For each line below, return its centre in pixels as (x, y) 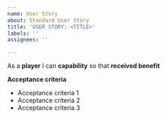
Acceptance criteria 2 (49, 100)
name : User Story (33, 14)
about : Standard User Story (48, 20)
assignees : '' (28, 40)
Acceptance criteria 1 (48, 93)
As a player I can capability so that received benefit (83, 66)
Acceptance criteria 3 (49, 108)
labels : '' (23, 33)
